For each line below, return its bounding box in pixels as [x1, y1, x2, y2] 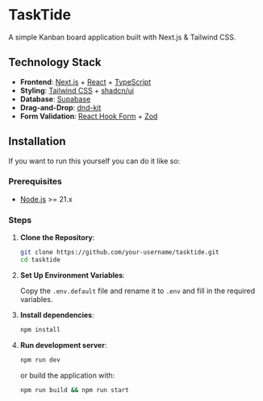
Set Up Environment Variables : [19, 270, 125, 279]
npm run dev [19, 356, 61, 364]
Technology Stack [8, 56, 102, 69]
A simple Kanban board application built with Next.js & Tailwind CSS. [8, 32, 236, 42]
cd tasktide [19, 256, 61, 264]
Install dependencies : [19, 310, 94, 320]
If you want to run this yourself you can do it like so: [8, 155, 181, 166]
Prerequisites [8, 176, 62, 187]
